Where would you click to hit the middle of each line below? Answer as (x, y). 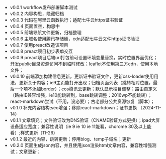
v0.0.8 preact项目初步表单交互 (41, 51)
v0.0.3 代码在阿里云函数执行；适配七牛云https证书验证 (66, 20)
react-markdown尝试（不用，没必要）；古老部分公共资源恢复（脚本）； (82, 101)
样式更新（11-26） (39, 133)
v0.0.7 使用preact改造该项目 (39, 45)
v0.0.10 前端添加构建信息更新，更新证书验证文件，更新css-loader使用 (82, 76)
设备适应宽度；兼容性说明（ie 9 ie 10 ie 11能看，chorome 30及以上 (78, 126)
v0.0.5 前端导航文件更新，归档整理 (46, 32)
